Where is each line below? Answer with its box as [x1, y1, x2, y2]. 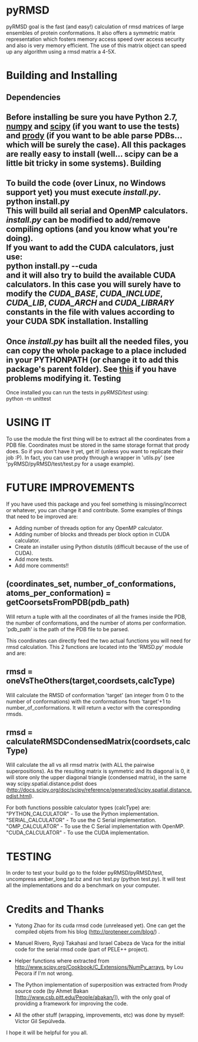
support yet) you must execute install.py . [6, 187, 161, 197]
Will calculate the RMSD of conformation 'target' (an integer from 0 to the [6, 691, 184, 698]
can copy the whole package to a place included [6, 345, 187, 355]
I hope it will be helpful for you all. [6, 1029, 88, 1036]
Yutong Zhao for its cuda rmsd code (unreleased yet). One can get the [14, 922, 186, 929]
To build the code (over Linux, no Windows [6, 178, 166, 189]
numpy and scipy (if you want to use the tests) [6, 121, 180, 131]
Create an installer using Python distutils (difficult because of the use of [14, 543, 189, 550]
